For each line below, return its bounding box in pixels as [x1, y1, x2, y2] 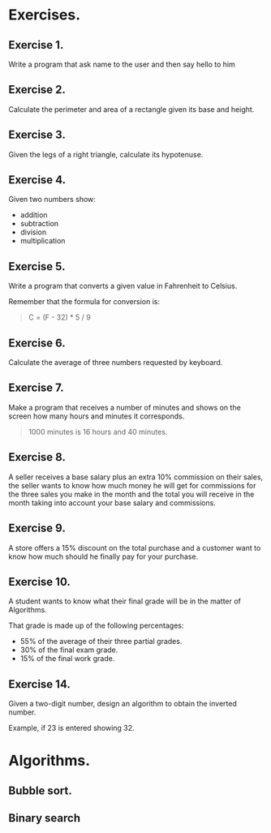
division [19, 227, 47, 237]
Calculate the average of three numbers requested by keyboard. [8, 358, 223, 367]
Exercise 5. [8, 260, 66, 273]
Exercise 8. [8, 450, 67, 464]
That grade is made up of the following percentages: [8, 620, 184, 630]
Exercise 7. [8, 381, 64, 395]
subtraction [19, 219, 59, 229]
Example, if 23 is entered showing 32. [8, 724, 135, 733]
